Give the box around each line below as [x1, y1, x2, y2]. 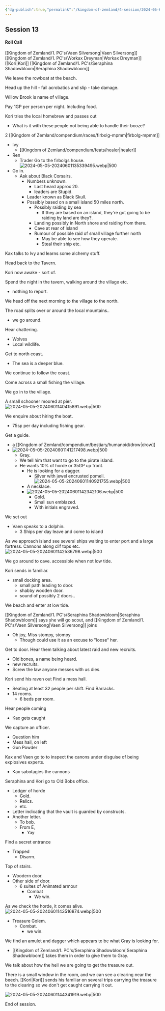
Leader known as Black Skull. [27, 194, 87, 200]
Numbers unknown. [27, 178, 67, 184]
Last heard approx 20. [34, 184, 79, 190]
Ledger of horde [12, 788, 46, 794]
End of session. [5, 1001, 37, 1007]
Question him [12, 734, 39, 740]
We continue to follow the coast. [5, 370, 71, 376]
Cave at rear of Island [34, 225, 78, 231]
